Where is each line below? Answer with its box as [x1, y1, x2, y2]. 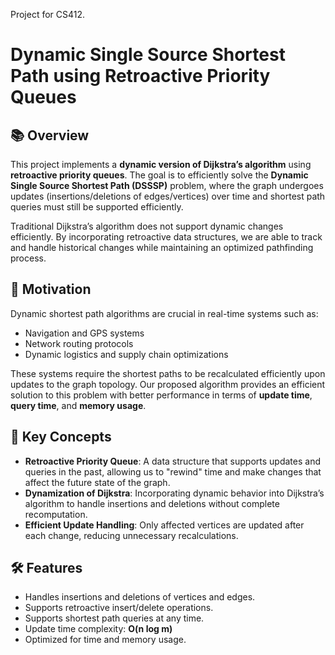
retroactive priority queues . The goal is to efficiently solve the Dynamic [10, 169, 309, 181]
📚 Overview [10, 127, 90, 144]
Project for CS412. [10, 9, 86, 20]
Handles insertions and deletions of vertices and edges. [24, 591, 256, 603]
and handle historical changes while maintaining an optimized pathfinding [10, 242, 314, 253]
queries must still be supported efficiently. [10, 201, 184, 213]
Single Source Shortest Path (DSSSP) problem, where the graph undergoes [10, 180, 324, 191]
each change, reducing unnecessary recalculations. [24, 529, 239, 541]
